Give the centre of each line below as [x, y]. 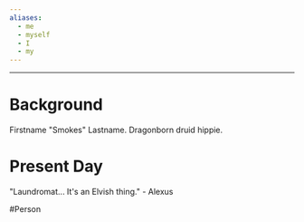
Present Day [57, 166]
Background [56, 105]
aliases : [26, 18]
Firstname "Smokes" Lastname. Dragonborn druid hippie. [116, 130]
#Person [25, 209]
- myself [34, 34]
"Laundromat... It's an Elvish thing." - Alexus [91, 192]
